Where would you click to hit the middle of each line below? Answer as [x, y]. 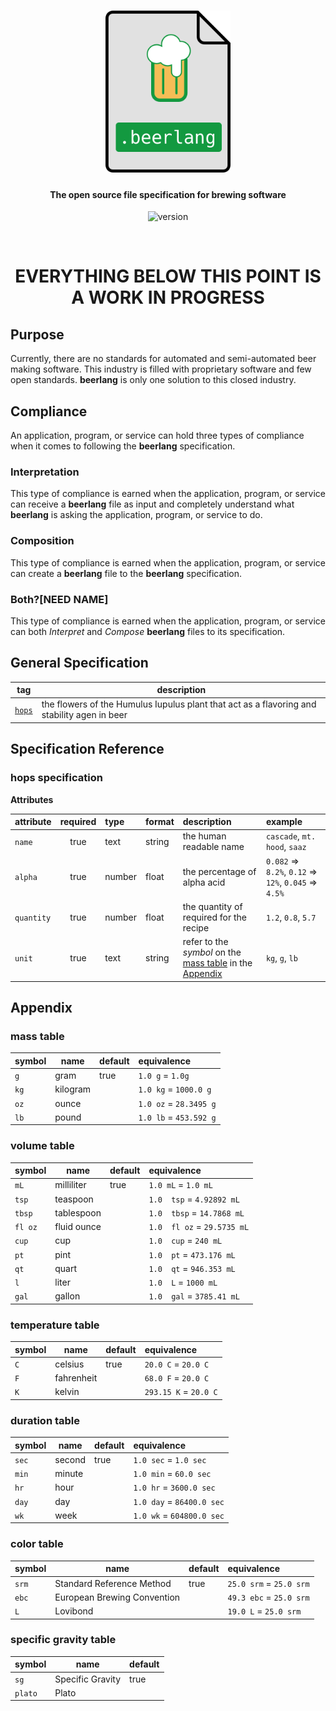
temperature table [55, 1325]
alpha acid [204, 882]
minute [69, 1474]
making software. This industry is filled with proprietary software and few [161, 369]
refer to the [205, 942]
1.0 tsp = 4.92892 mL [194, 1199]
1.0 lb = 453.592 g [177, 1117]
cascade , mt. [291, 836]
